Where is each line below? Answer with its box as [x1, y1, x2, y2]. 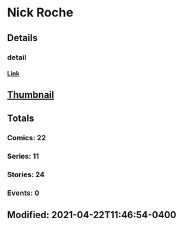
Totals [7, 112, 34, 124]
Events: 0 [7, 188, 40, 198]
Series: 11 [7, 151, 39, 161]
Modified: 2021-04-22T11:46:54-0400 [7, 209, 177, 220]
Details [7, 32, 38, 44]
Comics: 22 [7, 133, 47, 142]
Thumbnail [7, 89, 55, 101]
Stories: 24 [7, 170, 45, 179]
